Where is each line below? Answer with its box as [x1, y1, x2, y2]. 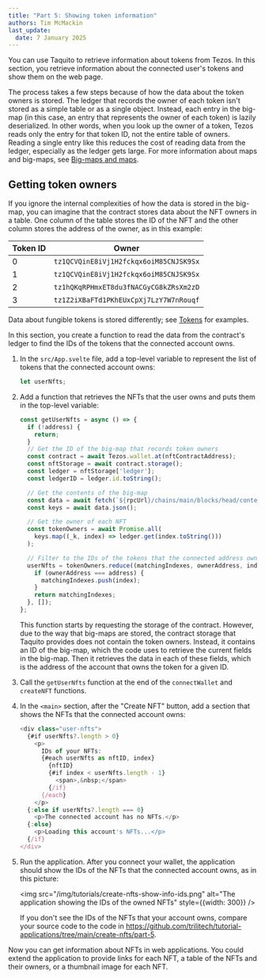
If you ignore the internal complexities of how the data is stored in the [8, 199, 235, 208]
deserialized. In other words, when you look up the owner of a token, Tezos [8, 121, 254, 131]
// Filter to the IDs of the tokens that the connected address [27, 554, 244, 562]
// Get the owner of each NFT [27, 518, 127, 526]
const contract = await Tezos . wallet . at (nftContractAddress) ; [27, 453, 237, 461]
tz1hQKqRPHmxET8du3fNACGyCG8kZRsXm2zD [54, 283, 200, 292]
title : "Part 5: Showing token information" [8, 11, 157, 20]
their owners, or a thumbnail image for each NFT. [8, 962, 168, 971]
